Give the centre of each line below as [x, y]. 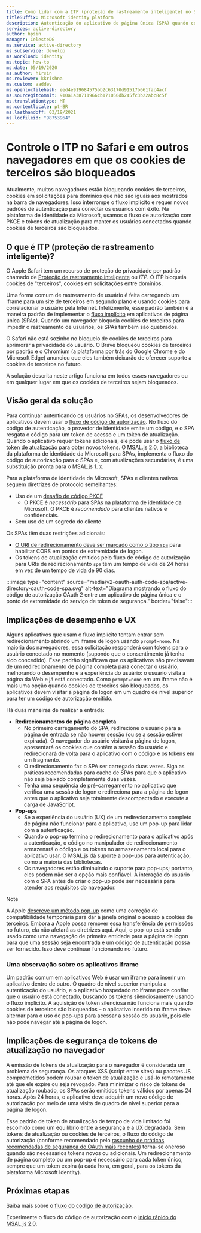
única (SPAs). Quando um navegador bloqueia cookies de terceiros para [95, 321]
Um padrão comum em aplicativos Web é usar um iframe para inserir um [96, 977]
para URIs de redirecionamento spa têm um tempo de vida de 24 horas [102, 564]
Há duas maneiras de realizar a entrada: [55, 710]
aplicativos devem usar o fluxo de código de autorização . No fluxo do [92, 421]
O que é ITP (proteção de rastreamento [80, 247]
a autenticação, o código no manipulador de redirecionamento [100, 843]
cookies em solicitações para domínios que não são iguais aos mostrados [97, 196]
